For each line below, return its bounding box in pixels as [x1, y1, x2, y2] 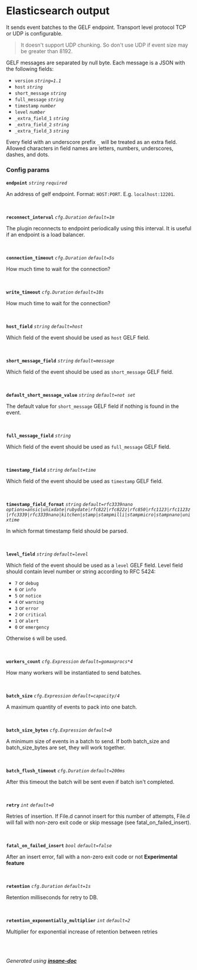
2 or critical [14, 611, 47, 618]
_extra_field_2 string [14, 122, 69, 128]
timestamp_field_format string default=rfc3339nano [6, 502, 133, 508]
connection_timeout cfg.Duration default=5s [6, 255, 115, 261]
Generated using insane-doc [6, 958, 77, 965]
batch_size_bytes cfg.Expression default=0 [6, 727, 112, 733]
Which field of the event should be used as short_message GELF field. [6, 368, 173, 375]
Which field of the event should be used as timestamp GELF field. [6, 478, 163, 485]
